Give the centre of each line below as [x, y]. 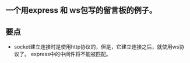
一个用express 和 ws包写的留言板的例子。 [81, 10]
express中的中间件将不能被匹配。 [71, 54]
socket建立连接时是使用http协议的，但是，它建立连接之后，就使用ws [96, 47]
